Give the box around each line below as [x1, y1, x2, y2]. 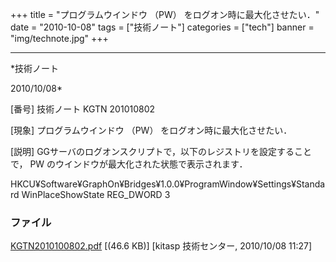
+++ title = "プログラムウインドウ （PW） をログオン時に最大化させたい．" [10, 9, 320, 20]
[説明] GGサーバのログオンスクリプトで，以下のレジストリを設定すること [10, 146, 313, 157]
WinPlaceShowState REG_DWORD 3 [21, 189, 171, 200]
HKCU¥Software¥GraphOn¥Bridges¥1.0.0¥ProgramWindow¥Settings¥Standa [10, 178, 326, 190]
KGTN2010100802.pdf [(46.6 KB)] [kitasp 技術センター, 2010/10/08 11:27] [10, 240, 313, 252]
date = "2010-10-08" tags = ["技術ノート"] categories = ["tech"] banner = [10, 21, 315, 33]
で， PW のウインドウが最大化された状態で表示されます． [10, 158, 248, 170]
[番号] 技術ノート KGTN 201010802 [10, 103, 156, 115]
